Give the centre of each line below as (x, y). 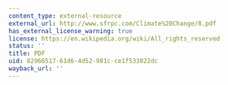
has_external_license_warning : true (70, 31)
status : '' (27, 46)
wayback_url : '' (36, 69)
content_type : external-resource (65, 16)
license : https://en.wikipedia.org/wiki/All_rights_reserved (114, 38)
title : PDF (27, 53)
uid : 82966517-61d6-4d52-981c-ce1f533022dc (83, 62)
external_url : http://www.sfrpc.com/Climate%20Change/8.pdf (113, 23)
